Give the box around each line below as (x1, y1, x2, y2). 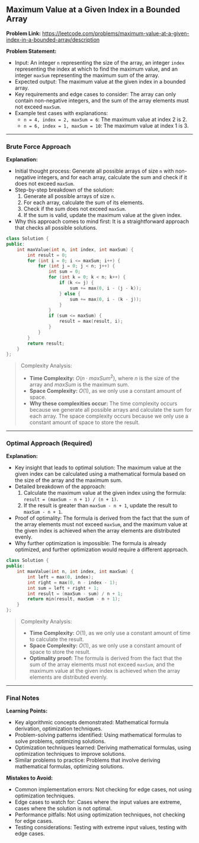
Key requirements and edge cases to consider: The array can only (14, 90, 176, 97)
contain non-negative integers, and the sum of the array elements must (14, 97, 189, 104)
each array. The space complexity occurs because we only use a (29, 412, 188, 420)
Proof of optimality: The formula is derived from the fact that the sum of (14, 514, 190, 521)
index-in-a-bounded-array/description (6, 36, 100, 43)
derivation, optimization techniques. (14, 725, 102, 732)
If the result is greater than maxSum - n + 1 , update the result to (23, 502, 178, 509)
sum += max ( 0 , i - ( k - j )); (69, 296, 142, 302)
